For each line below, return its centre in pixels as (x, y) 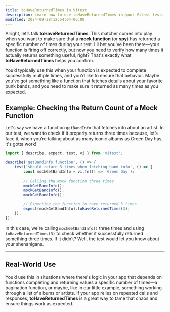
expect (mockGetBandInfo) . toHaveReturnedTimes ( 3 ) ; (77, 209)
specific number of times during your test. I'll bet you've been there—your (82, 44)
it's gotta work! (21, 144)
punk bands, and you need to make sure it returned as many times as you (82, 86)
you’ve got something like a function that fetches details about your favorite (84, 81)
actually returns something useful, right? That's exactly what (68, 55)
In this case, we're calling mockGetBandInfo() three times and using (75, 228)
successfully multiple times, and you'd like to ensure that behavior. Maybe (82, 76)
